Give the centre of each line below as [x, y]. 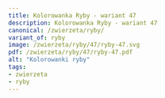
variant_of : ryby [37, 38]
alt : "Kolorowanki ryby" [49, 60]
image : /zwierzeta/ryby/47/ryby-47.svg [74, 45]
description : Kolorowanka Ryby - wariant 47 [83, 23]
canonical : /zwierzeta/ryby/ [56, 30]
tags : [17, 67]
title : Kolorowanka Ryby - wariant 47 [72, 15]
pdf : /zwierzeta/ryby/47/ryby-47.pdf [71, 52]
